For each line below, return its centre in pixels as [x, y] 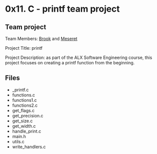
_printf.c [20, 90]
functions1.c [24, 100]
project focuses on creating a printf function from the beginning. [70, 63]
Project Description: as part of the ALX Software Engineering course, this [79, 58]
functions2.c [25, 105]
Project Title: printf [24, 48]
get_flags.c [23, 110]
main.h [19, 136]
